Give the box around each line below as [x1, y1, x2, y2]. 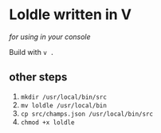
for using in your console [9, 32, 91, 41]
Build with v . [9, 47, 54, 57]
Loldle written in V [9, 6, 132, 24]
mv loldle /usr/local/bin [20, 101, 107, 109]
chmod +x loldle [20, 118, 75, 127]
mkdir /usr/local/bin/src [20, 93, 107, 101]
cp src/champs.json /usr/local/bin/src [20, 110, 154, 118]
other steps [9, 70, 68, 84]
